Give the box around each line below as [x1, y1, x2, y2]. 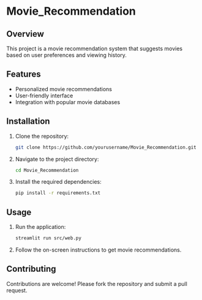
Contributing [6, 264, 56, 274]
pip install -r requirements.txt [15, 190, 101, 197]
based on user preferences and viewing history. [6, 51, 127, 59]
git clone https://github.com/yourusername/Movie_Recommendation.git [15, 144, 197, 151]
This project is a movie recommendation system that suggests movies [6, 45, 182, 52]
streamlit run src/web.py [15, 235, 81, 241]
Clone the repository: [15, 132, 69, 140]
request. [6, 287, 28, 294]
